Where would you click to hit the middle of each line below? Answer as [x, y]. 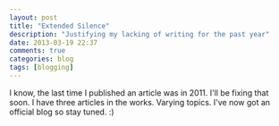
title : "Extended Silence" [59, 26]
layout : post [34, 17]
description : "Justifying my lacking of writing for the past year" [139, 34]
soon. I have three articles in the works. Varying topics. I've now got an [140, 102]
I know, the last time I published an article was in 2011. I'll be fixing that [139, 92]
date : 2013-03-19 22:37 [54, 42]
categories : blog [42, 59]
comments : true [38, 51]
